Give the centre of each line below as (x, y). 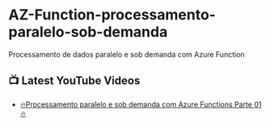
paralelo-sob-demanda (88, 32)
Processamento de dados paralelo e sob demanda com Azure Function (127, 54)
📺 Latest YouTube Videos (74, 81)
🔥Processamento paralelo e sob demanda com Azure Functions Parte (136, 104)
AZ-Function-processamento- (112, 15)
